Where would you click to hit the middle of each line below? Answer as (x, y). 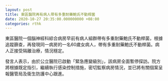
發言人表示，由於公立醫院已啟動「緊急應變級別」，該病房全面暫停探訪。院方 (83, 61)
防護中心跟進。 (51, 74)
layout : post (19, 10)
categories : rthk (23, 24)
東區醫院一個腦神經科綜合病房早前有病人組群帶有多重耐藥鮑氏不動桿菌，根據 (84, 38)
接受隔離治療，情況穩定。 (40, 51)
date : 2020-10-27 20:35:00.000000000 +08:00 (52, 19)
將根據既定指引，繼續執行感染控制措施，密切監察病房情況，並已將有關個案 (82, 68)
